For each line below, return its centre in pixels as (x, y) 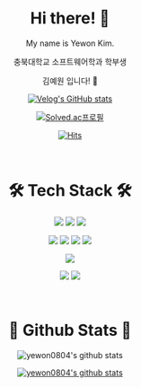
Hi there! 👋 (70, 18)
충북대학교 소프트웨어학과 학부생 (70, 61)
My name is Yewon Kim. (70, 43)
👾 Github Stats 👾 (70, 330)
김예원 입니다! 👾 (70, 81)
